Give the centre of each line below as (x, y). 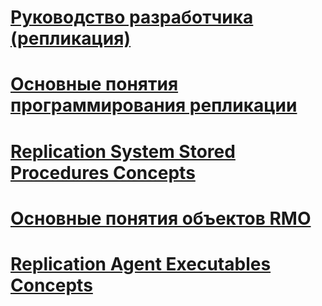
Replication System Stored (123, 151)
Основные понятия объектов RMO (161, 218)
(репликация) (71, 38)
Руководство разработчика (132, 17)
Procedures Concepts (103, 172)
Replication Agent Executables (141, 263)
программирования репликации (154, 105)
